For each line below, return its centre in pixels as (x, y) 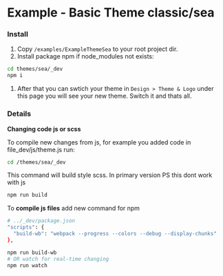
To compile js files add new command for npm (73, 209)
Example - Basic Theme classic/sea (111, 13)
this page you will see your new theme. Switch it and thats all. (104, 96)
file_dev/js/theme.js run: (41, 149)
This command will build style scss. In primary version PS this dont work (110, 175)
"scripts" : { (26, 227)
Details (19, 114)
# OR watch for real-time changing (58, 259)
